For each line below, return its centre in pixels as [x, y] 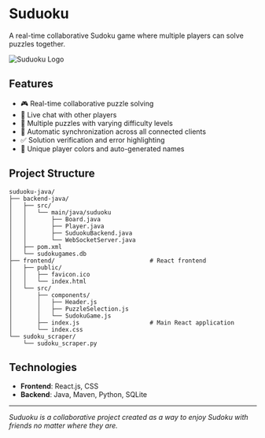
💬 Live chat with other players [68, 114]
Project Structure [52, 174]
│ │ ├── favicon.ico [50, 274]
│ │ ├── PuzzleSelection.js [69, 309]
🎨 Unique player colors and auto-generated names [102, 148]
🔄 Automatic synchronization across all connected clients [113, 132]
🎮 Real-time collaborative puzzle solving [87, 103]
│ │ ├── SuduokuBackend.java [71, 233]
